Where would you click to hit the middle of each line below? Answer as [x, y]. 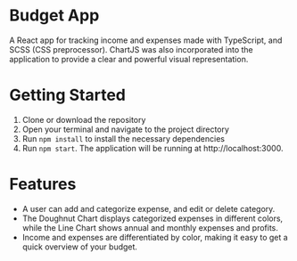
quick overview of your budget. [80, 247]
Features [43, 184]
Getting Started [68, 95]
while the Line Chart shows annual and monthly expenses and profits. [150, 227]
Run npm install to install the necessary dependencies [124, 138]
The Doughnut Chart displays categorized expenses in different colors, [153, 218]
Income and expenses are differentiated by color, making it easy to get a [155, 237]
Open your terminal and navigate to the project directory [126, 129]
